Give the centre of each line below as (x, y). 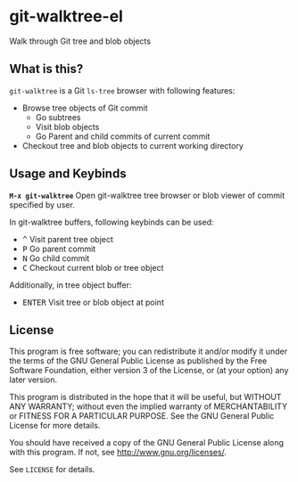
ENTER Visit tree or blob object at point (93, 302)
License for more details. (55, 426)
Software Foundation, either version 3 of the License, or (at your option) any (149, 371)
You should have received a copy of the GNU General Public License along (146, 443)
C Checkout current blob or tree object (93, 267)
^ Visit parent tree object (68, 239)
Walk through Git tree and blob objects (80, 41)
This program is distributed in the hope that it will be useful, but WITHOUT (145, 397)
